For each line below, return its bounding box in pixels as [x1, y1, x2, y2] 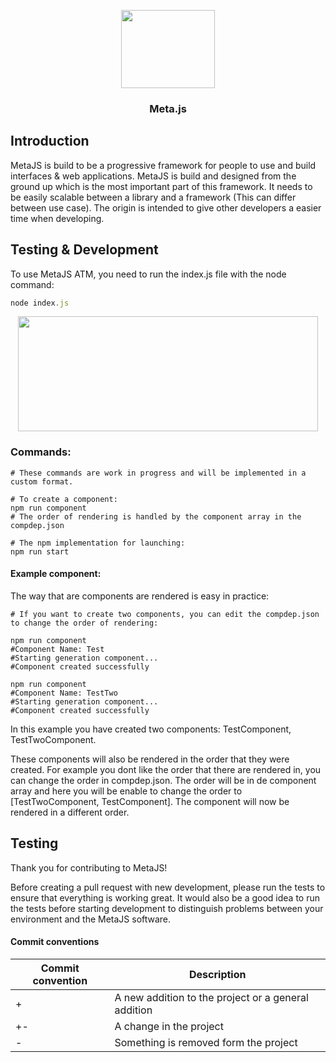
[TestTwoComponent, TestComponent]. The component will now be [10, 795, 290, 807]
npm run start [10, 546, 70, 557]
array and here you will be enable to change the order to [10, 785, 243, 797]
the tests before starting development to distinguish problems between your [10, 902, 324, 914]
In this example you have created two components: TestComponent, [10, 723, 292, 735]
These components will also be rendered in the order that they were [10, 753, 290, 765]
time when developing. [10, 212, 105, 224]
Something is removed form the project [114, 1035, 298, 1049]
